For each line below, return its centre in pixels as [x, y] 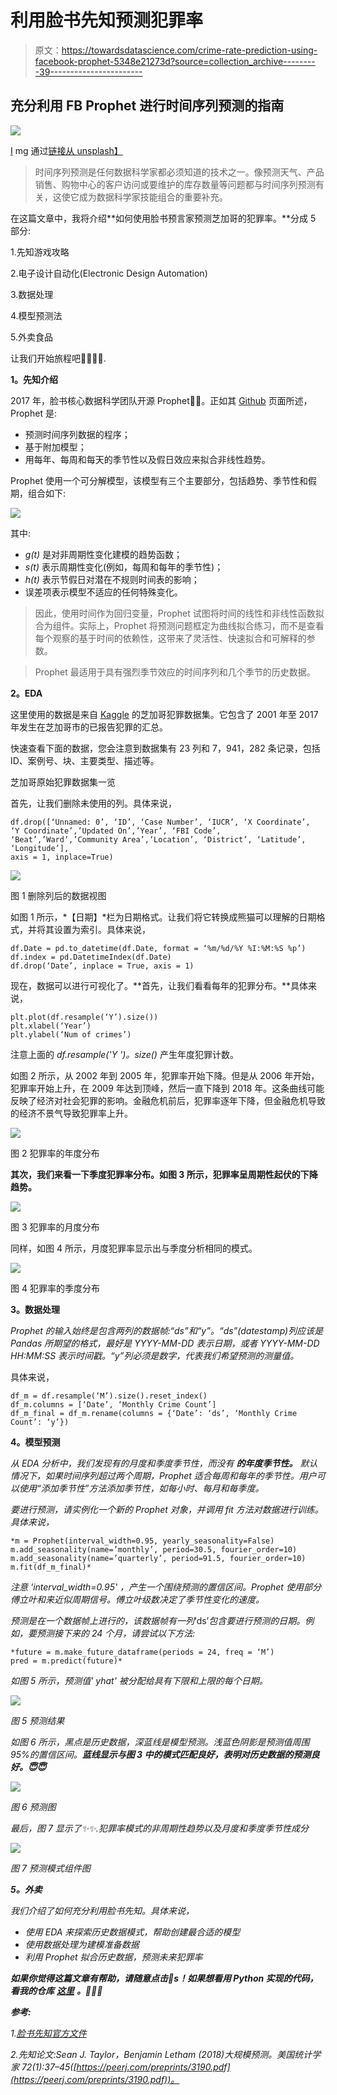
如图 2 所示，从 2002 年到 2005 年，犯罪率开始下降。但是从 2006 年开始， [165, 1075]
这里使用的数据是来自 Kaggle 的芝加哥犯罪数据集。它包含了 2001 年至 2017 [164, 714]
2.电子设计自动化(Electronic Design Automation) [109, 273]
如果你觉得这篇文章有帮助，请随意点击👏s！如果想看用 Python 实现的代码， [164, 1978]
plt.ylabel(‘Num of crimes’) [71, 1034]
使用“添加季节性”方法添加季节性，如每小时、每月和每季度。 [141, 1488]
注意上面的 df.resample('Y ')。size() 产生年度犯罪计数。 [124, 1054]
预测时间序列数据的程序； [77, 434]
